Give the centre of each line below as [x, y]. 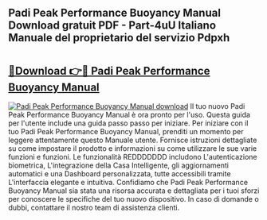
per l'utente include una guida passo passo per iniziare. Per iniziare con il [128, 123]
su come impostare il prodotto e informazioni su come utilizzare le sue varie [133, 149]
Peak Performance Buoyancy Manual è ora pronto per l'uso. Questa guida [130, 115]
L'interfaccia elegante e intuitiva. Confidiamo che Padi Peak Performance [128, 182]
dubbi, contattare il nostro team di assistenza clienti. [94, 207]
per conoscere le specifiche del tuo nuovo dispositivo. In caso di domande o [133, 199]
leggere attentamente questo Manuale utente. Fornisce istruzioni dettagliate [133, 140]
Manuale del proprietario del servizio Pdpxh [119, 38]
